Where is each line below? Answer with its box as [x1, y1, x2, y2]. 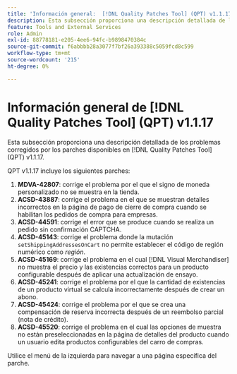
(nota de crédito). [17, 315, 68, 323]
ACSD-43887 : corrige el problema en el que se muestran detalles [17, 195, 209, 203]
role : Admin [7, 30, 42, 37]
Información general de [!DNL [7, 99, 185, 115]
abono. [17, 292, 39, 301]
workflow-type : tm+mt [7, 50, 71, 57]
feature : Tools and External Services [7, 23, 121, 30]
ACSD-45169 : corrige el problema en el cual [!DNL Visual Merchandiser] [17, 255, 229, 263]
